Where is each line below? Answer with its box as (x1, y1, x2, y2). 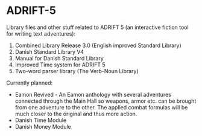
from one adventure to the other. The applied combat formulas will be (14, 103, 188, 111)
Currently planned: (6, 79, 53, 86)
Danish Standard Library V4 (14, 48, 84, 55)
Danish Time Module (14, 116, 67, 124)
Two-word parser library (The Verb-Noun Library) (14, 67, 139, 74)
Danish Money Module (14, 123, 71, 130)
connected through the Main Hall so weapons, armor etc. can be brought (14, 97, 197, 105)
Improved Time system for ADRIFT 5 (14, 61, 106, 68)
